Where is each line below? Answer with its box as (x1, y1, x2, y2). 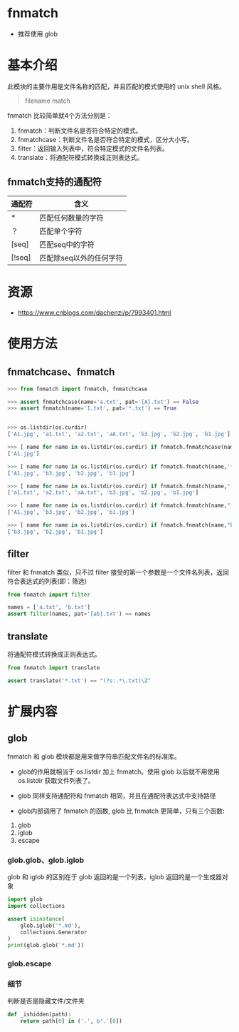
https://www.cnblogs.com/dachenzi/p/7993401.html (17, 308, 171, 317)
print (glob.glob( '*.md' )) (7, 942, 84, 949)
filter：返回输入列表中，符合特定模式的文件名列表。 (17, 144, 169, 153)
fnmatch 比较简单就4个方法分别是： (7, 111, 112, 119)
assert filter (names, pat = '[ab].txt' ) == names (7, 610, 152, 618)
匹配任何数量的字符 (39, 213, 105, 223)
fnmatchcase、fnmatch (7, 366, 115, 378)
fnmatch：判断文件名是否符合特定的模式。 (17, 126, 142, 135)
